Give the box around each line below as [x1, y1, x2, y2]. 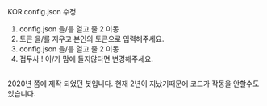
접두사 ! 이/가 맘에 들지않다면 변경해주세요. [19, 55, 154, 63]
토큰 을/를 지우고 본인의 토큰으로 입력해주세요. [19, 35, 165, 43]
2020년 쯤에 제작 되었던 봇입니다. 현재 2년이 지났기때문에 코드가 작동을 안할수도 [7, 79, 260, 88]
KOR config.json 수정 [7, 7, 77, 16]
